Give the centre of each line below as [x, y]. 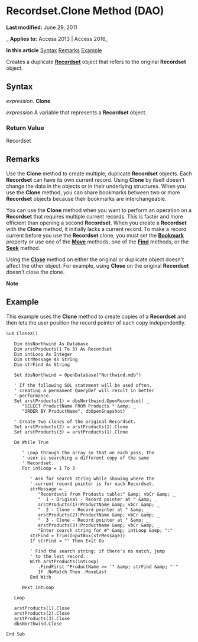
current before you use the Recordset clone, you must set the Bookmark [95, 235]
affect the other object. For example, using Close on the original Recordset [98, 265]
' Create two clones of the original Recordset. [75, 422]
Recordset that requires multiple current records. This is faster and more [95, 216]
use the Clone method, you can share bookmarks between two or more [93, 192]
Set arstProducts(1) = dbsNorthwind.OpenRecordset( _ [82, 401]
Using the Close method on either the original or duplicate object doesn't [95, 259]
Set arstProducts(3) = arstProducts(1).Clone [71, 432]
